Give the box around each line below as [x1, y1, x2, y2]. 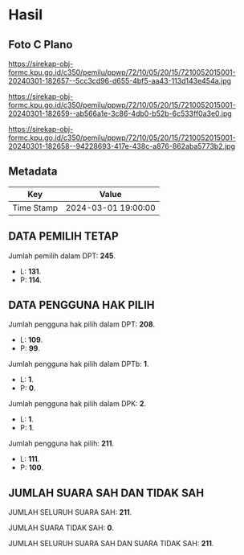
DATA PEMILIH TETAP [8, 229, 119, 243]
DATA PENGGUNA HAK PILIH [8, 298, 155, 312]
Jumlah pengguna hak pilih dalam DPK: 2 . [8, 399, 147, 409]
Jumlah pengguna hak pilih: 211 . [8, 438, 115, 448]
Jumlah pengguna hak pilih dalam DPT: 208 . [8, 319, 156, 329]
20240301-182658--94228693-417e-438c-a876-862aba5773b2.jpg [8, 142, 235, 150]
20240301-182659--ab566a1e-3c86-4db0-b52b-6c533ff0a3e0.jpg [8, 109, 233, 118]
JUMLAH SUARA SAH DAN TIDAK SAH [8, 486, 205, 499]
